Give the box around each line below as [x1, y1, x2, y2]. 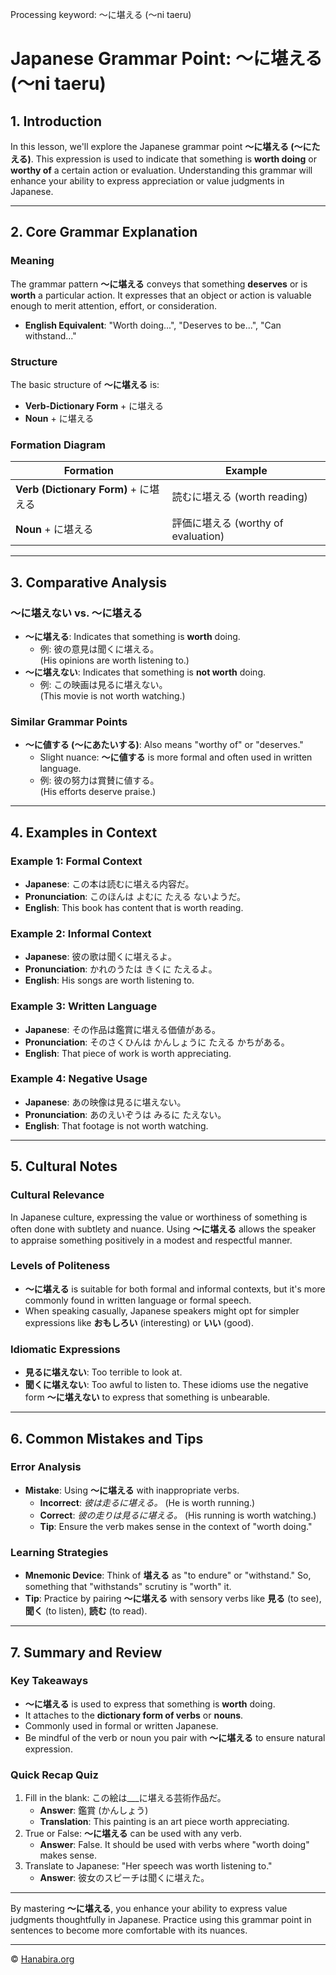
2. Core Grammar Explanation [10, 224, 198, 241]
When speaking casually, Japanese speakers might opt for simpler [24, 1304, 300, 1317]
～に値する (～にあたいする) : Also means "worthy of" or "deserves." [24, 739, 304, 751]
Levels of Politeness [10, 1259, 111, 1273]
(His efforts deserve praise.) [39, 786, 157, 798]
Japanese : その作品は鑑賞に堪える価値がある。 [24, 1023, 221, 1035]
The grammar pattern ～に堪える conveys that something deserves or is [10, 278, 308, 290]
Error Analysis [10, 1460, 82, 1474]
